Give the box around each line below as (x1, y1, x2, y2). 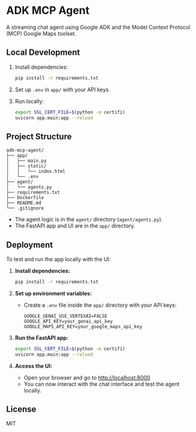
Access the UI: (14, 362, 53, 369)
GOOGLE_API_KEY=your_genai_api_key (23, 318, 113, 324)
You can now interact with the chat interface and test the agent (23, 380, 180, 387)
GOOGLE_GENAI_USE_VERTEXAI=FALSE (23, 313, 108, 319)
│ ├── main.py (6, 158, 47, 164)
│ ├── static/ (6, 163, 47, 169)
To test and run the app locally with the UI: (6, 256, 111, 262)
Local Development (6, 48, 80, 58)
